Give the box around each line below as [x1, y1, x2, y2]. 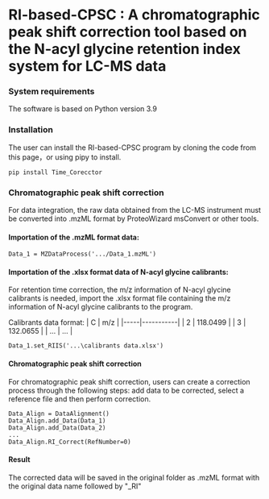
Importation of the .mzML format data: [8, 232, 139, 242]
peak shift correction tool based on [8, 23, 247, 41]
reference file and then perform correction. [8, 393, 151, 404]
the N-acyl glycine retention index [8, 40, 242, 58]
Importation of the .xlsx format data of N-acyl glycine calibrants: [8, 267, 229, 277]
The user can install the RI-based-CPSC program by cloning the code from [8, 143, 256, 152]
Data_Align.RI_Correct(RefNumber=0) [8, 438, 131, 446]
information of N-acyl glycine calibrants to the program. [8, 302, 193, 312]
